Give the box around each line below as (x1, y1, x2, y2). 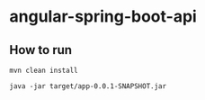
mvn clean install (9, 66, 78, 75)
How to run (9, 42, 73, 58)
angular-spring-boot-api (9, 6, 198, 27)
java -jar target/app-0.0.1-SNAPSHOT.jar (9, 82, 167, 91)
